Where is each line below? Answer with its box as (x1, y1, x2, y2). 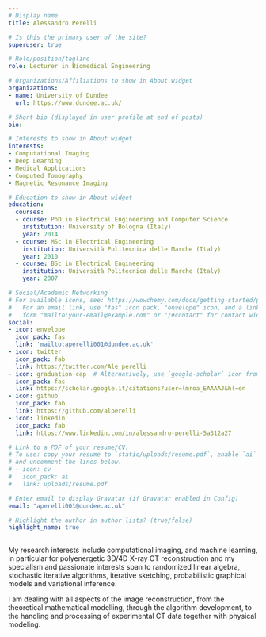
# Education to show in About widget (8, 194, 133, 201)
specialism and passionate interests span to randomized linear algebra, (8, 562, 241, 572)
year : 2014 (22, 230, 59, 238)
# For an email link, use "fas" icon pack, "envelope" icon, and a (8, 303, 243, 312)
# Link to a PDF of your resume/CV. (8, 443, 129, 451)
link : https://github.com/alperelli (15, 407, 136, 415)
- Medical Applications (8, 164, 87, 172)
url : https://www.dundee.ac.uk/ (15, 98, 123, 107)
